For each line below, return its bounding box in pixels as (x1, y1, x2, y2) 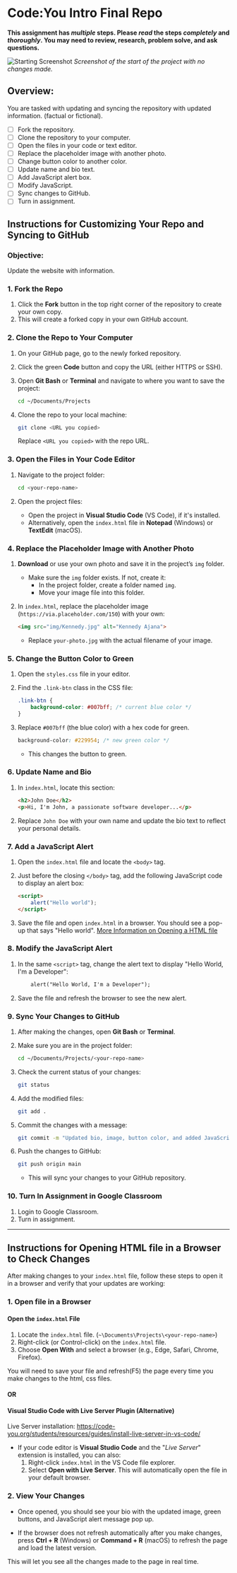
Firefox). (17, 1353, 42, 1361)
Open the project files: (17, 497, 83, 505)
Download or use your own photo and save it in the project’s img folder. (17, 559, 225, 567)
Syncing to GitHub (7, 229, 90, 241)
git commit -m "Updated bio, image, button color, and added (17, 1134, 202, 1141)
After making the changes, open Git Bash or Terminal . (17, 1027, 176, 1036)
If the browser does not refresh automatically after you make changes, (17, 1528, 222, 1537)
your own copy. (17, 308, 63, 316)
